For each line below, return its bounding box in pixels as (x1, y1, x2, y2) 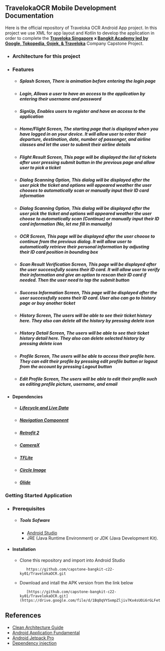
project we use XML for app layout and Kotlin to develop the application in (5, 30, 155, 36)
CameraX (19, 442, 40, 448)
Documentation (5, 12, 54, 20)
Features (12, 66, 34, 73)
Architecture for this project (12, 53, 81, 60)
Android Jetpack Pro (12, 635, 54, 641)
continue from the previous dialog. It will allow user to (19, 239, 132, 244)
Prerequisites (12, 505, 45, 512)
